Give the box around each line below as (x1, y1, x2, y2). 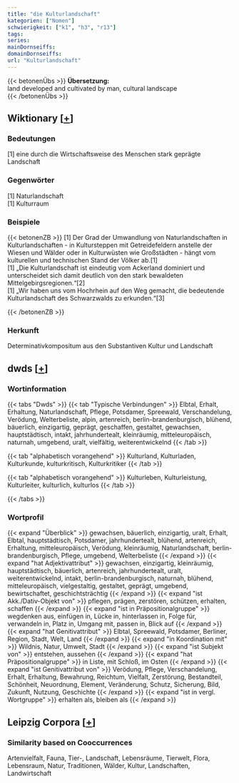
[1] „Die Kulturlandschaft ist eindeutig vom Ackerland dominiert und (7, 263, 205, 272)
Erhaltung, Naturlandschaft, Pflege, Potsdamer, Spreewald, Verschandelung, (7, 408, 233, 416)
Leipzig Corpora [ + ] (7, 716, 96, 728)
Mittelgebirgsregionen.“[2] (7, 279, 86, 288)
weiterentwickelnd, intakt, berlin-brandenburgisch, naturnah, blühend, (7, 574, 214, 582)
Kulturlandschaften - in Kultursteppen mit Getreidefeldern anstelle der (7, 241, 213, 250)
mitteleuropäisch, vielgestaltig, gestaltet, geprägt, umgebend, (7, 582, 189, 590)
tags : (7, 30, 24, 38)
